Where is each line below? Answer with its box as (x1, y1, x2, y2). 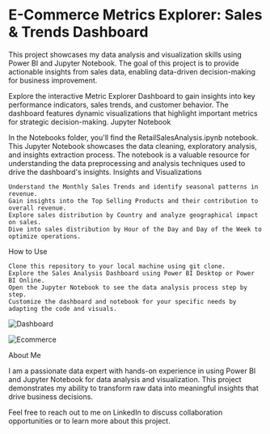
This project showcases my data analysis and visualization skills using (8, 49, 243, 59)
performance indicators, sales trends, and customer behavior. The (8, 100, 229, 109)
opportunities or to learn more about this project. (8, 415, 171, 426)
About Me (8, 350, 42, 360)
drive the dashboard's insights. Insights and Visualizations (8, 167, 202, 177)
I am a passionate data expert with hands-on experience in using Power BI (8, 366, 256, 376)
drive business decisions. (8, 391, 93, 402)
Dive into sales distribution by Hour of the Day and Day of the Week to (8, 225, 263, 233)
